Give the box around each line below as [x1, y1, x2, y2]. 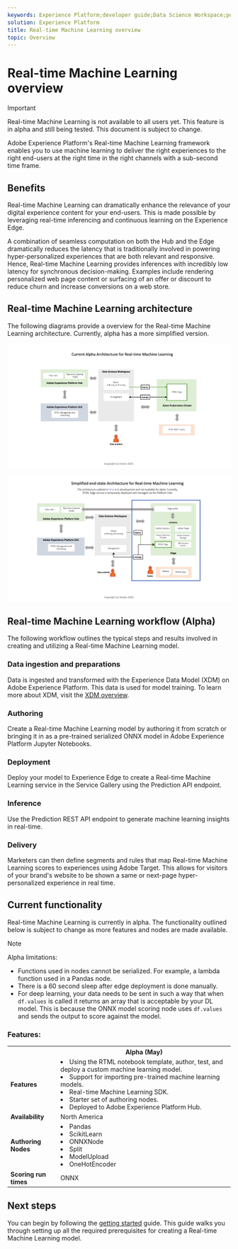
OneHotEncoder [69, 1160, 117, 1169]
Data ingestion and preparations [7, 659, 121, 669]
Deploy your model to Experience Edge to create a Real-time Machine [7, 773, 211, 782]
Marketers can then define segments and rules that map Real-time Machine [7, 856, 228, 864]
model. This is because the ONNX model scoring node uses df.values [17, 1004, 223, 1013]
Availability [10, 1113, 45, 1121]
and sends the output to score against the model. [17, 1012, 161, 1020]
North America [59, 1113, 103, 1121]
